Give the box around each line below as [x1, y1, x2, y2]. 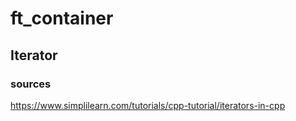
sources [10, 77, 52, 91]
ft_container [10, 7, 114, 30]
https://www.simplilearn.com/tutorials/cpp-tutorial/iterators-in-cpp [10, 99, 286, 111]
